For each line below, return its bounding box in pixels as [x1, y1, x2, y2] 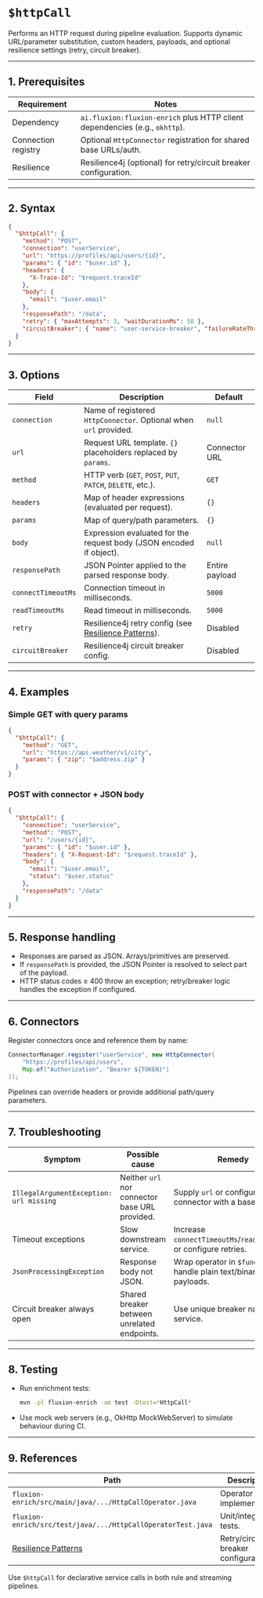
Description [119, 392, 164, 403]
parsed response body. [83, 570, 170, 581]
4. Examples [8, 685, 70, 699]
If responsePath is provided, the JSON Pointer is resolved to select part [19, 960, 247, 969]
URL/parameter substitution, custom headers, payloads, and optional [8, 37, 231, 46]
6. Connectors [8, 1015, 80, 1028]
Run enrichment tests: [19, 1384, 91, 1393]
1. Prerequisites [8, 75, 85, 89]
